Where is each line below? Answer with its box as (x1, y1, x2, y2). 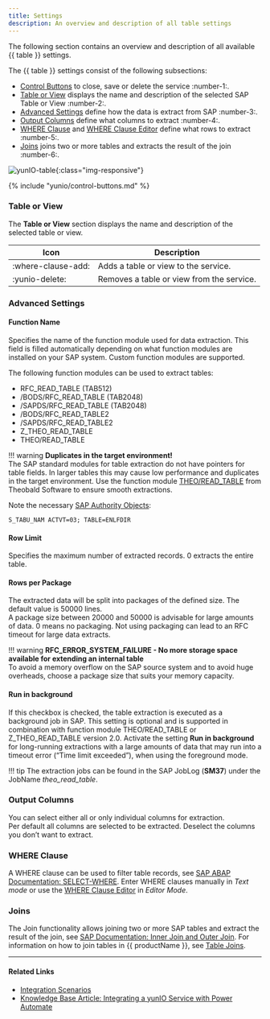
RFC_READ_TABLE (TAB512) (19, 383, 112, 393)
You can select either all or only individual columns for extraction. (8, 812, 225, 822)
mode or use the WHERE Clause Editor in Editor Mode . (8, 885, 189, 895)
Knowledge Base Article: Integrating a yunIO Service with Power (19, 993, 233, 1003)
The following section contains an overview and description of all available (8, 41, 256, 51)
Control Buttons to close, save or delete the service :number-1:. (19, 81, 230, 91)
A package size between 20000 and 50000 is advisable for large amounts (8, 613, 255, 622)
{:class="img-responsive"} (55, 165, 145, 175)
